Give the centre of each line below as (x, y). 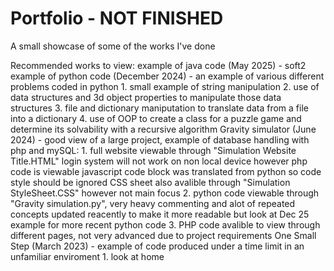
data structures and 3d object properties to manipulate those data (146, 97)
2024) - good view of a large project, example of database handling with (160, 139)
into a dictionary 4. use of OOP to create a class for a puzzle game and (156, 118)
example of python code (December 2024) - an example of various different (167, 76)
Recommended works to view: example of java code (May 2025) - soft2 (158, 65)
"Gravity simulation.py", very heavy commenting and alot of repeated (153, 203)
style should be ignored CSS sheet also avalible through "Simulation (150, 182)
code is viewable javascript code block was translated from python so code (166, 171)
